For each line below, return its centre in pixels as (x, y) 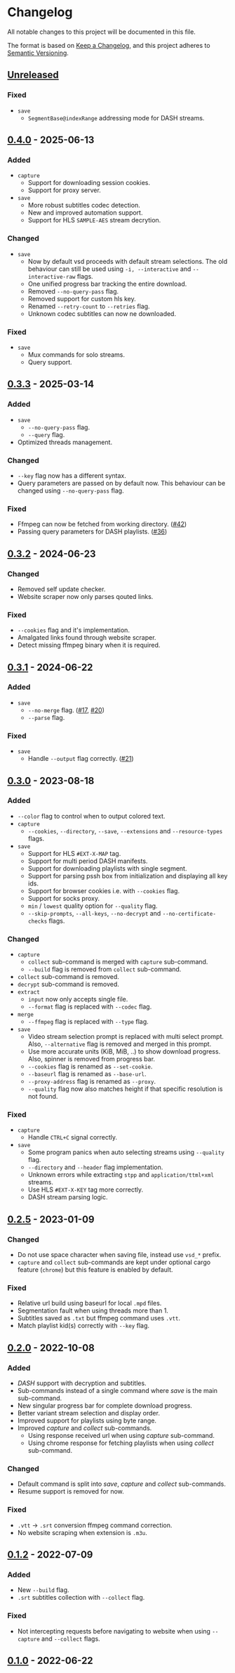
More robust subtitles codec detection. (84, 206)
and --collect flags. (70, 1639)
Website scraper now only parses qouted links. (85, 596)
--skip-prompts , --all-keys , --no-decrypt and (94, 913)
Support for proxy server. (65, 190)
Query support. (50, 362)
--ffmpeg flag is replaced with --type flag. (88, 1022)
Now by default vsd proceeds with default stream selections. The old (128, 261)
